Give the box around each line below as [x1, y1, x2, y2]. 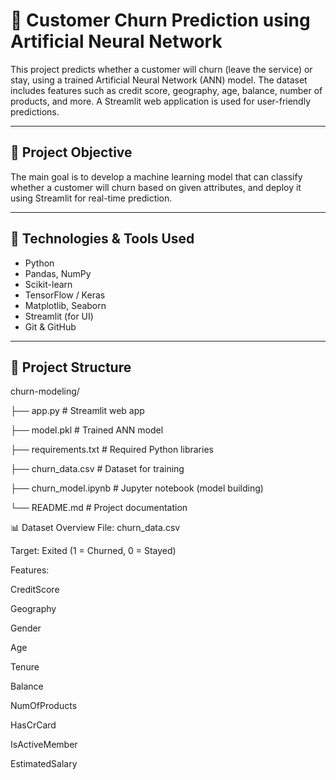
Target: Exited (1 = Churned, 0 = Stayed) [10, 545, 177, 557]
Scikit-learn [24, 278, 73, 290]
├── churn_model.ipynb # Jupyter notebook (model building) [10, 482, 264, 494]
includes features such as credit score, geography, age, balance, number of [10, 84, 323, 96]
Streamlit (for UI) [24, 310, 94, 322]
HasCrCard [10, 719, 57, 731]
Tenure [10, 661, 40, 673]
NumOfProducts [10, 700, 78, 712]
